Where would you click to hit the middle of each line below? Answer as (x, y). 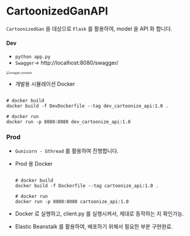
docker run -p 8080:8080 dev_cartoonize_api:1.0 (68, 122)
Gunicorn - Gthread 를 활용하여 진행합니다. (67, 151)
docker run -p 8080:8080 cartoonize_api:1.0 (72, 202)
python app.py (33, 57)
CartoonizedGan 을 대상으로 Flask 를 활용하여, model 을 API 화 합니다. (89, 28)
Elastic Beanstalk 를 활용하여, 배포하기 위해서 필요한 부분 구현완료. (94, 227)
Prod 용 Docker (34, 164)
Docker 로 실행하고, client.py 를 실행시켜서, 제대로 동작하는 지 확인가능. (99, 214)
